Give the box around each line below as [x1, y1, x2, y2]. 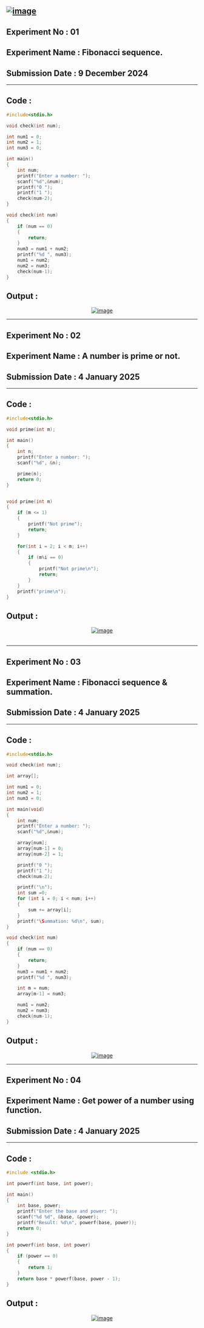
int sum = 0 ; [17, 890, 47, 896]
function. [6, 1105, 42, 1115]
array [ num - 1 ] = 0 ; [17, 845, 64, 852]
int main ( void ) [6, 806, 45, 812]
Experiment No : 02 [6, 330, 81, 341]
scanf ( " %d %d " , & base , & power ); [17, 1214, 99, 1221]
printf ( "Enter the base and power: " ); [17, 1208, 118, 1214]
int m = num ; [17, 985, 50, 992]
